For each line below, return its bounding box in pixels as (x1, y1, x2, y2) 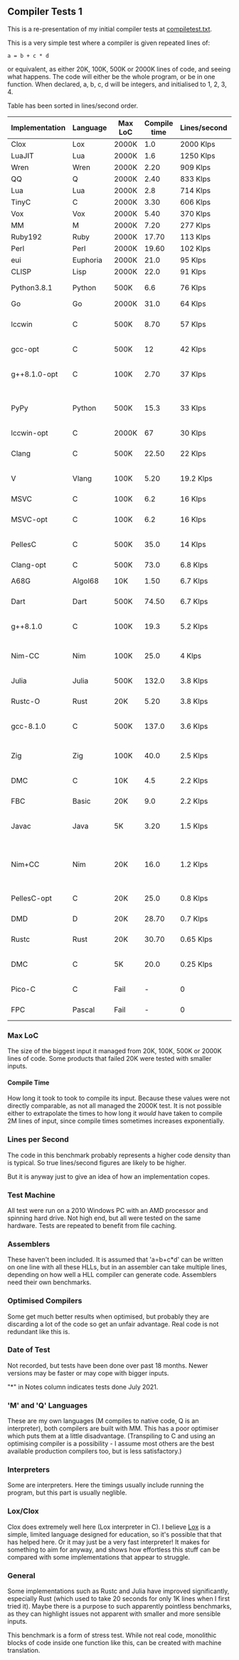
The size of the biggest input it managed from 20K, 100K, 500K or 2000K (7, 1047, 222, 1055)
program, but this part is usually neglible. (7, 1488, 127, 1497)
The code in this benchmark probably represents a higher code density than (7, 1151, 231, 1159)
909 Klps (180, 162, 211, 172)
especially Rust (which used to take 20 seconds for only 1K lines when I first (7, 1594, 230, 1603)
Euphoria (72, 255, 103, 265)
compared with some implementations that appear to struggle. (7, 1552, 191, 1561)
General (7, 1570, 36, 1580)
